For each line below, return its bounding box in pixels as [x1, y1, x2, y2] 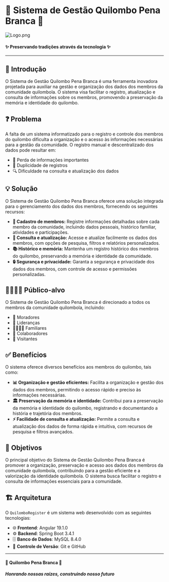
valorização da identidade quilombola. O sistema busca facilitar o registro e [5, 473, 161, 479]
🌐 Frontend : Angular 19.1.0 [12, 524, 68, 530]
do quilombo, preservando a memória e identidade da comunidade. [12, 253, 152, 259]
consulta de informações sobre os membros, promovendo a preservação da [5, 94, 163, 100]
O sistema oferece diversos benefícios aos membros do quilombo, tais [5, 364, 152, 370]
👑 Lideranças [12, 320, 40, 326]
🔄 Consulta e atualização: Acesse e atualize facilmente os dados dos [12, 235, 157, 241]
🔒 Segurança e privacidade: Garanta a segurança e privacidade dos [12, 258, 155, 264]
